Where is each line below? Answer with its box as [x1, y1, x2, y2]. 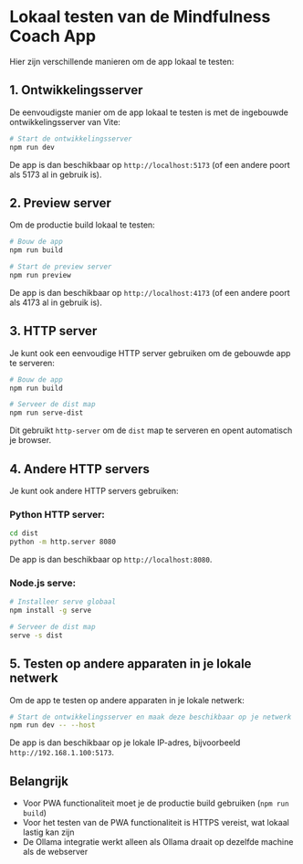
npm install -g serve [9, 606, 92, 616]
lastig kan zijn [22, 827, 75, 838]
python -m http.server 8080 [9, 537, 117, 547]
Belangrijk [9, 774, 68, 789]
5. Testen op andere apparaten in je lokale [9, 656, 252, 672]
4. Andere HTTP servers [9, 461, 151, 477]
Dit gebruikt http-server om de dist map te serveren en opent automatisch [9, 425, 293, 436]
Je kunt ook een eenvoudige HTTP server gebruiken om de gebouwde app [9, 347, 291, 358]
